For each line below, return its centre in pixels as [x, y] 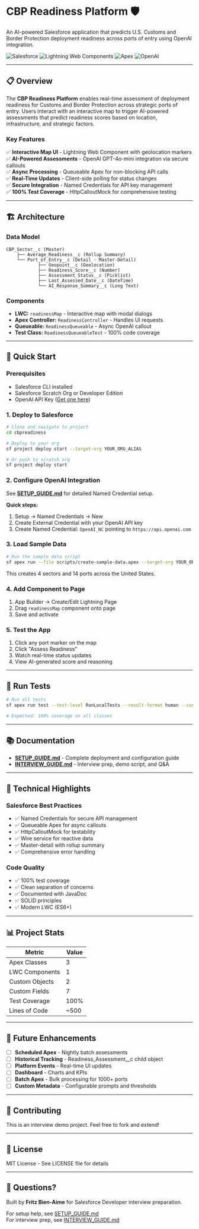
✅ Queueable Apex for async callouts [60, 825]
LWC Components [35, 972]
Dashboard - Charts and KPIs [51, 1073]
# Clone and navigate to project [47, 427]
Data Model [23, 237]
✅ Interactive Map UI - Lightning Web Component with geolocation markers [99, 152]
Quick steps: [22, 505]
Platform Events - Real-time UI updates [63, 1066]
